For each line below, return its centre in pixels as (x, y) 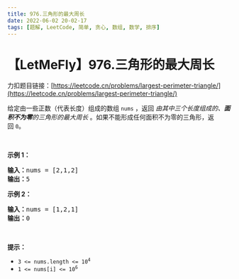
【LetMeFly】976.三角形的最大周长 (111, 64)
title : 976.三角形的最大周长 (46, 14)
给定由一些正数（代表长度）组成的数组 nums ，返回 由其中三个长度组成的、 (116, 108)
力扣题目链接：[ (30, 85)
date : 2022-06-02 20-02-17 (47, 21)
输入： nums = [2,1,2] (43, 170)
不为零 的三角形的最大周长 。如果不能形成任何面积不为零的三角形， (110, 117)
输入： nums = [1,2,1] (43, 210)
